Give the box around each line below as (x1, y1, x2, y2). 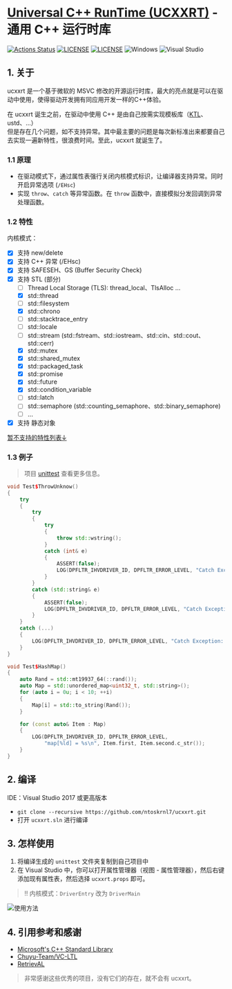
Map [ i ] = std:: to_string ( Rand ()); (32, 702, 131, 709)
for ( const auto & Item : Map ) (19, 720, 107, 728)
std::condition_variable (27, 386, 92, 394)
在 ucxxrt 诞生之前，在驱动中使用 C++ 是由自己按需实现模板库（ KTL (7, 109, 202, 118)
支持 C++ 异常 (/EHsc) (17, 258, 81, 266)
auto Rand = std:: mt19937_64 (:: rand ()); (19, 676, 137, 683)
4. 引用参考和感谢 (7, 926, 81, 938)
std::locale (27, 322, 57, 330)
